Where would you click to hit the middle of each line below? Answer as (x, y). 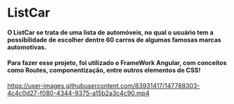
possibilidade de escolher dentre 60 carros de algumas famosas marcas (114, 40)
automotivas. (27, 47)
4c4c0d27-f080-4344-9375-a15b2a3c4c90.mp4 (79, 93)
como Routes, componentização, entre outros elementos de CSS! (104, 70)
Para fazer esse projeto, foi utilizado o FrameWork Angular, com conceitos (117, 63)
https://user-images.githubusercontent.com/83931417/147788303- (104, 85)
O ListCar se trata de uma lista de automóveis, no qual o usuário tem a (111, 32)
